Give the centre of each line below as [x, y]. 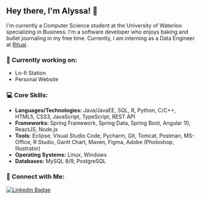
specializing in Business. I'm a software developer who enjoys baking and [97, 32]
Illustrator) [28, 149]
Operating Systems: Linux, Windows [61, 155]
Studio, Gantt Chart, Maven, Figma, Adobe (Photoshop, [106, 142]
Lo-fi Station [30, 73]
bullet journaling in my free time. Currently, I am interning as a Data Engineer [100, 38]
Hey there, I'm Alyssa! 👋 [52, 11]
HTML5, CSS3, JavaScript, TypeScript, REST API [75, 117]
